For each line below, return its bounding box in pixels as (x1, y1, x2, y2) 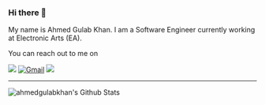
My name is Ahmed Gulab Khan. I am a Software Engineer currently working (8, 25, 256, 35)
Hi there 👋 (8, 7, 47, 18)
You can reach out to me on (8, 49, 99, 58)
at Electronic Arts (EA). (8, 33, 83, 43)
